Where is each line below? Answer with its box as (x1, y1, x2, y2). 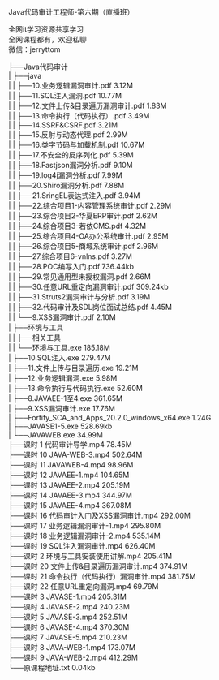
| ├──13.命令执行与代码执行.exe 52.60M (8, 384, 144, 393)
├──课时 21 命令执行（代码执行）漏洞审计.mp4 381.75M (8, 571, 196, 581)
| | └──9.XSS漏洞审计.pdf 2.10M (8, 312, 116, 322)
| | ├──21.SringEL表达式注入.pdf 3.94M (8, 191, 140, 200)
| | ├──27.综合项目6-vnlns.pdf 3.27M (8, 252, 132, 261)
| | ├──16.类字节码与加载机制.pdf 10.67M (8, 140, 145, 149)
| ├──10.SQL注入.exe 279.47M (8, 353, 111, 363)
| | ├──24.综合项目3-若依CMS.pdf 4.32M (8, 222, 147, 230)
